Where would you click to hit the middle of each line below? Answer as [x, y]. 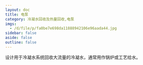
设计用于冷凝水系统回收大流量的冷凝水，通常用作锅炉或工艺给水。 [73, 57]
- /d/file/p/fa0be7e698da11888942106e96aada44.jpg [63, 28]
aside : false [19, 38]
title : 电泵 [17, 14]
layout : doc [17, 10]
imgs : [11, 24]
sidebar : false [21, 33]
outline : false [21, 42]
